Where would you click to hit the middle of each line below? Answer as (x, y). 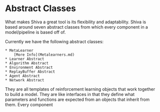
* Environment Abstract (29, 67)
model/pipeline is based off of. (35, 32)
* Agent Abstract (23, 76)
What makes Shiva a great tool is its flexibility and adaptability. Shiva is (76, 22)
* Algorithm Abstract (27, 63)
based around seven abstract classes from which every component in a (77, 27)
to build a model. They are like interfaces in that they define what (70, 94)
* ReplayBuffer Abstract (30, 72)
